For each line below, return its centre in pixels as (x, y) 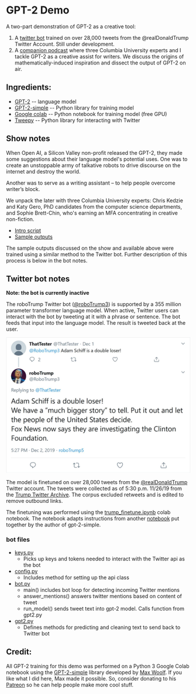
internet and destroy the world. (43, 171)
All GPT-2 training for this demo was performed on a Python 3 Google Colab (98, 666)
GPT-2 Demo (38, 10)
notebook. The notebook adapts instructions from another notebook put (93, 518)
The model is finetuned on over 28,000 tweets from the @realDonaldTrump (97, 482)
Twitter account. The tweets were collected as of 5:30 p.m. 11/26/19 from (94, 488)
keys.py (24, 552)
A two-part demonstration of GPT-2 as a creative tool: (71, 26)
